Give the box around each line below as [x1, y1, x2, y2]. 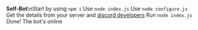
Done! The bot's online [6, 18, 63, 25]
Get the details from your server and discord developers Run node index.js [6, 11, 193, 19]
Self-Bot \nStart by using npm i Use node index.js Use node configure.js [6, 5, 188, 12]
